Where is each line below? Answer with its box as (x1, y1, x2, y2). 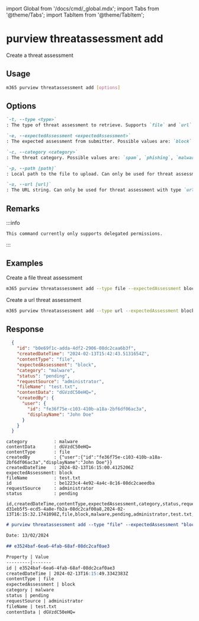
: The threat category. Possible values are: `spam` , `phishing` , (6, 154, 174, 161)
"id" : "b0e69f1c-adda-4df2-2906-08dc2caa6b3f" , (17, 345, 136, 352)
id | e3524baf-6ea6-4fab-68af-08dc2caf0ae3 (6, 565, 115, 571)
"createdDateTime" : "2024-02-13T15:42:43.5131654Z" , (17, 351, 150, 357)
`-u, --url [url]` (6, 181, 52, 187)
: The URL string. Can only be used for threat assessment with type (6, 187, 182, 193)
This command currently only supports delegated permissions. (6, 231, 163, 237)
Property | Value (6, 554, 49, 560)
